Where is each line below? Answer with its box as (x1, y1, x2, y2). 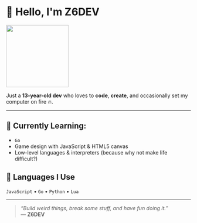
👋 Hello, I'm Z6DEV (6, 5, 100, 19)
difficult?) (14, 155, 38, 162)
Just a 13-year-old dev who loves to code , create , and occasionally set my (6, 92, 188, 99)
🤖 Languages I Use (6, 172, 75, 182)
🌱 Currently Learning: (6, 121, 87, 131)
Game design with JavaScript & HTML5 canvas (14, 143, 128, 150)
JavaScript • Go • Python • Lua (6, 187, 79, 195)
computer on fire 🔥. (6, 98, 53, 105)
